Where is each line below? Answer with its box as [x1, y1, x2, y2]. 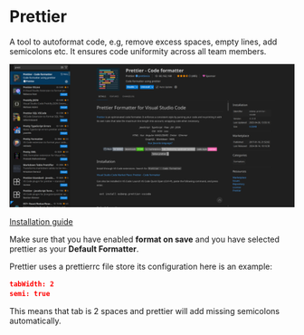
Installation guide [9, 215, 74, 227]
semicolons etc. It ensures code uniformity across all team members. [9, 45, 267, 56]
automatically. [9, 315, 62, 326]
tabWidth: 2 [9, 279, 54, 289]
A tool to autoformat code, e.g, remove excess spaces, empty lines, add [9, 36, 278, 47]
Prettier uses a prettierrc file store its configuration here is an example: [9, 261, 273, 272]
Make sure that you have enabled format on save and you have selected [9, 234, 280, 244]
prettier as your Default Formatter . [9, 243, 139, 254]
